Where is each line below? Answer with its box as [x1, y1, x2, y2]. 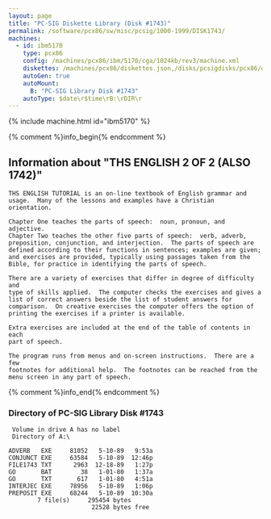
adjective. [8, 225, 45, 233]
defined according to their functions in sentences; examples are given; [8, 246, 262, 254]
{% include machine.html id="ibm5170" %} [8, 116, 151, 126]
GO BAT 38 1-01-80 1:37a [8, 468, 153, 476]
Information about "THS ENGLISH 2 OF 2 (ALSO [8, 155, 252, 170]
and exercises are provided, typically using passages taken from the [8, 253, 251, 262]
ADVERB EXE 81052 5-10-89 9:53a [8, 447, 153, 455]
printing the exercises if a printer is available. [8, 310, 186, 318]
